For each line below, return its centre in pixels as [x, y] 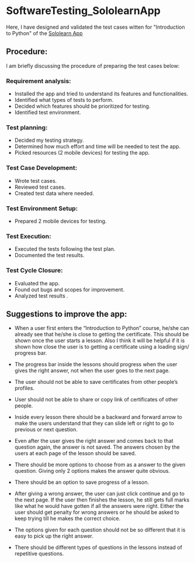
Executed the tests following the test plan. [65, 249]
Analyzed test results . [41, 296]
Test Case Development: [42, 168]
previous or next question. [46, 429]
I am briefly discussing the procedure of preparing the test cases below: [93, 66]
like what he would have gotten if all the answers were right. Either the [99, 506]
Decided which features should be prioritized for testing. [82, 106]
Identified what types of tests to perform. [64, 100]
